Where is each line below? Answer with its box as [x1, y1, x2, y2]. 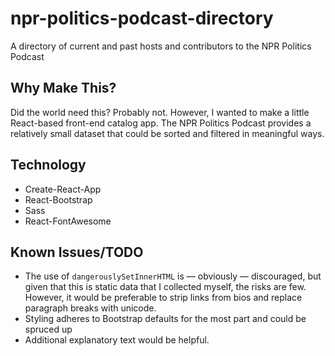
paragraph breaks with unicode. [24, 302, 157, 314]
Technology [10, 157, 87, 174]
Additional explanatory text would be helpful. [24, 334, 210, 346]
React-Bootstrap [24, 193, 93, 206]
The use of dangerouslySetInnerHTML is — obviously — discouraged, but [24, 270, 322, 282]
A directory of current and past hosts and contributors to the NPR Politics [10, 40, 312, 52]
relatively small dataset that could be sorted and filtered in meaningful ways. [10, 127, 325, 139]
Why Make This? [10, 80, 117, 97]
